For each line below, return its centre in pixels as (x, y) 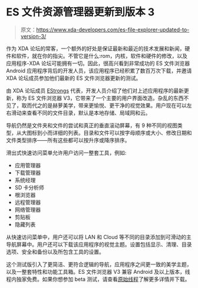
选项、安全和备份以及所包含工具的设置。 (55, 251)
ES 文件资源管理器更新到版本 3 (80, 12)
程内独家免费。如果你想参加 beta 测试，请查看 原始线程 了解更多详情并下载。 (98, 279)
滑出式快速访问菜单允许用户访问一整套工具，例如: (66, 153)
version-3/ (33, 36)
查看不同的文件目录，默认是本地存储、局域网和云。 (88, 112)
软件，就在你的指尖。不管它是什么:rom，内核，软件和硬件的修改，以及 (102, 56)
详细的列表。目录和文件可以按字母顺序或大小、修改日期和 (122, 132)
